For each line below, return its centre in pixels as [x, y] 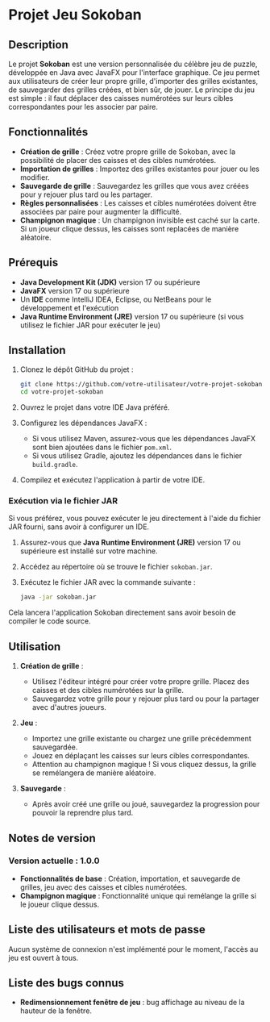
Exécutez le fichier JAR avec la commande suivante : [108, 582]
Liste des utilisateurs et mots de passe [107, 930]
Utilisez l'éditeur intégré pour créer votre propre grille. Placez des [141, 682]
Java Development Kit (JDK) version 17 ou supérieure [110, 282]
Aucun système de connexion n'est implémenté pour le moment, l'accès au [133, 949]
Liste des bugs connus [66, 983]
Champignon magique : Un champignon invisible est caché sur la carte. [140, 220]
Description [38, 45]
